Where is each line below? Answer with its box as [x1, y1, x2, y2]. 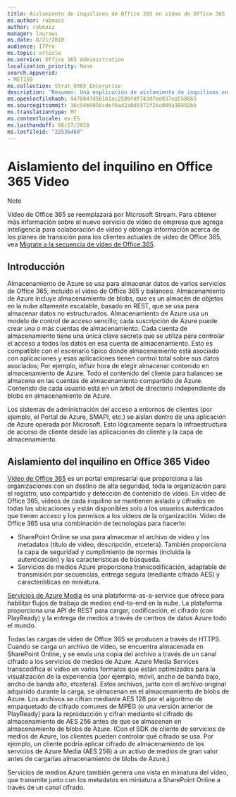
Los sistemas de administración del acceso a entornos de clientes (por [7, 406, 213, 414]
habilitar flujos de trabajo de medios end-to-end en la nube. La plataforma [7, 598, 223, 607]
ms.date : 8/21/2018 [7, 37, 65, 44]
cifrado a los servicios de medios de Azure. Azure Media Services [7, 657, 199, 665]
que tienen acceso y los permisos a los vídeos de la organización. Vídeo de [7, 511, 226, 520]
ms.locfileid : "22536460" [7, 128, 83, 135]
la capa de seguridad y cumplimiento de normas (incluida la [17, 547, 192, 556]
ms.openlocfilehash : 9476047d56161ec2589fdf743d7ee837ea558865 [7, 96, 197, 103]
